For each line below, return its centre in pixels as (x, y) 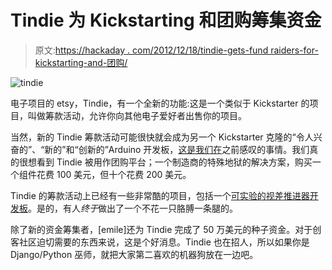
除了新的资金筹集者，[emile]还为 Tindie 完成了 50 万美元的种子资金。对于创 (166, 229)
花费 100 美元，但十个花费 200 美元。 (114, 174)
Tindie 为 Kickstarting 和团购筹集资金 (166, 20)
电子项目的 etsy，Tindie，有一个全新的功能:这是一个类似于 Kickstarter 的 (160, 103)
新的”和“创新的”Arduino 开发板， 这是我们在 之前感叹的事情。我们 (177, 149)
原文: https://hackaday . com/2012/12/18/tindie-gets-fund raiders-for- (176, 50)
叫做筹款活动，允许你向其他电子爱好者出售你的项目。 (137, 115)
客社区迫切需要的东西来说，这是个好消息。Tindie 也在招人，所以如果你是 (160, 242)
